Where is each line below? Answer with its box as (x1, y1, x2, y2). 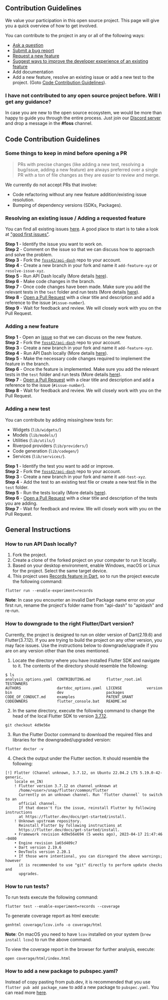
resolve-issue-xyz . (5, 268, 45, 274)
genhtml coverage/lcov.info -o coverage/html (5, 922, 102, 927)
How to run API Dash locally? (5, 540, 77, 547)
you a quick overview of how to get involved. (5, 23, 98, 29)
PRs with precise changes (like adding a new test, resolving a (17, 161, 144, 167)
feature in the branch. (5, 361, 50, 367)
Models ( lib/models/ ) (12, 432, 58, 438)
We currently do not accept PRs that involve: (5, 182, 97, 188)
